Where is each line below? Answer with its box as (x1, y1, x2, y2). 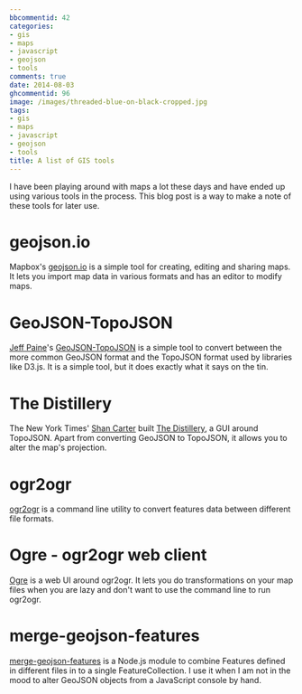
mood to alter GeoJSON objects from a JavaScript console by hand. (9, 675, 261, 686)
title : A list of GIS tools (9, 155, 115, 165)
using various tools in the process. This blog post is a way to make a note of (9, 191, 291, 202)
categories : (9, 22, 54, 31)
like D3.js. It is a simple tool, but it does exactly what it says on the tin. (9, 361, 269, 372)
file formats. (9, 513, 54, 524)
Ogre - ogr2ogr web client (9, 545, 207, 566)
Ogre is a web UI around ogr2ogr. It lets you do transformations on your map (9, 575, 294, 586)
